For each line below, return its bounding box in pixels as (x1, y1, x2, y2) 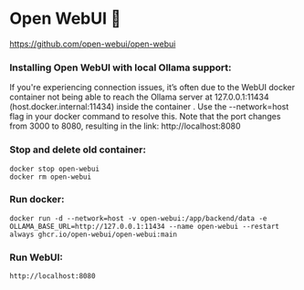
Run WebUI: (9, 251, 64, 264)
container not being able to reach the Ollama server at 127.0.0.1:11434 (9, 91, 269, 103)
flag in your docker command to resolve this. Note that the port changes (9, 111, 281, 122)
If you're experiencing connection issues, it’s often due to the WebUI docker (9, 82, 295, 93)
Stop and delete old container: (9, 143, 146, 156)
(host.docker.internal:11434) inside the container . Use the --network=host (9, 101, 289, 112)
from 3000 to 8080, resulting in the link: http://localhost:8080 (9, 120, 241, 131)
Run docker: (9, 193, 65, 206)
